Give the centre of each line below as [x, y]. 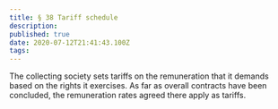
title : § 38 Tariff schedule [64, 17]
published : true [39, 34]
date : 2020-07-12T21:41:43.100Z [69, 42]
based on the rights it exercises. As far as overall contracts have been [138, 86]
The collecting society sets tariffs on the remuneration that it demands [139, 76]
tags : [19, 51]
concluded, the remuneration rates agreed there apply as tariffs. [128, 96]
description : [34, 26]
